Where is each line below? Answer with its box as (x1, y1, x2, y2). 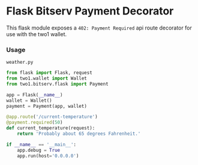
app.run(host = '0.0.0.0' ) (17, 152, 79, 159)
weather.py (6, 59, 34, 66)
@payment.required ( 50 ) (6, 119, 63, 126)
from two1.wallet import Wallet (6, 75, 87, 82)
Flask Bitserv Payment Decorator (6, 4, 174, 18)
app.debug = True (17, 147, 61, 153)
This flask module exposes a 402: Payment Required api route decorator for (6, 24, 192, 31)
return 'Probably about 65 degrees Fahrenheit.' (17, 131, 141, 137)
